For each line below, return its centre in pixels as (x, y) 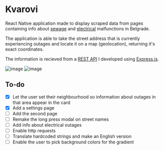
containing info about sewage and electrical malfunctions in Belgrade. (77, 28)
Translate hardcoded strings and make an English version (72, 136)
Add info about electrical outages (47, 125)
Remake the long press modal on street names (61, 119)
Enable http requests (34, 131)
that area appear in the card (41, 103)
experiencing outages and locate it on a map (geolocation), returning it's (80, 43)
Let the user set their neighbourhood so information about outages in (84, 96)
